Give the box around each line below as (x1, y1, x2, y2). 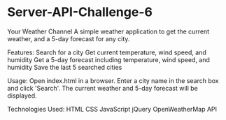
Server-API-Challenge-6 (7, 4, 153, 20)
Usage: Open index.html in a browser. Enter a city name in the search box (7, 76, 219, 84)
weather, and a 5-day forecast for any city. (7, 34, 130, 43)
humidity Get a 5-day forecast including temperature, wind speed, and (7, 55, 210, 63)
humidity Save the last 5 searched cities (7, 63, 122, 71)
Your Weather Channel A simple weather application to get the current (7, 27, 210, 36)
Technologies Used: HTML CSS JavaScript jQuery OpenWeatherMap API (7, 105, 218, 113)
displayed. (7, 91, 37, 100)
